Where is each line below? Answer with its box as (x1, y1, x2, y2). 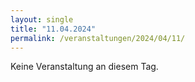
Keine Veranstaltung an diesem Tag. (10, 61, 159, 73)
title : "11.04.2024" (10, 24, 97, 34)
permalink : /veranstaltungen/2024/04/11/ (10, 33, 186, 43)
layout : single (10, 14, 74, 25)
